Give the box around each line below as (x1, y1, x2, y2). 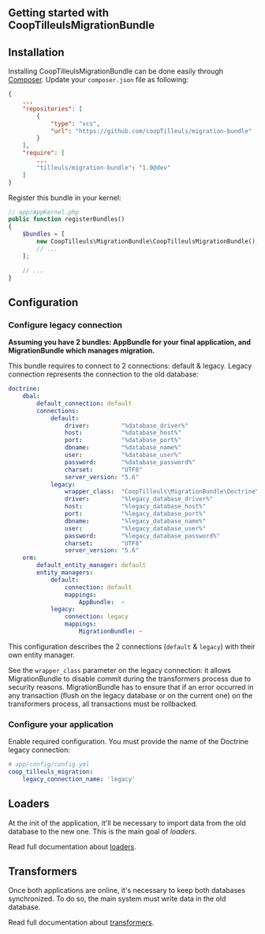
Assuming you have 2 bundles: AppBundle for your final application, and (8, 338, 251, 347)
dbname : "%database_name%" (64, 444, 181, 452)
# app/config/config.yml (8, 761, 90, 769)
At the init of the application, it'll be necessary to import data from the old (8, 818, 246, 827)
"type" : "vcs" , (50, 119, 101, 127)
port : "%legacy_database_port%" (64, 510, 207, 518)
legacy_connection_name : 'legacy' (22, 775, 136, 783)
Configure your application (8, 719, 114, 730)
